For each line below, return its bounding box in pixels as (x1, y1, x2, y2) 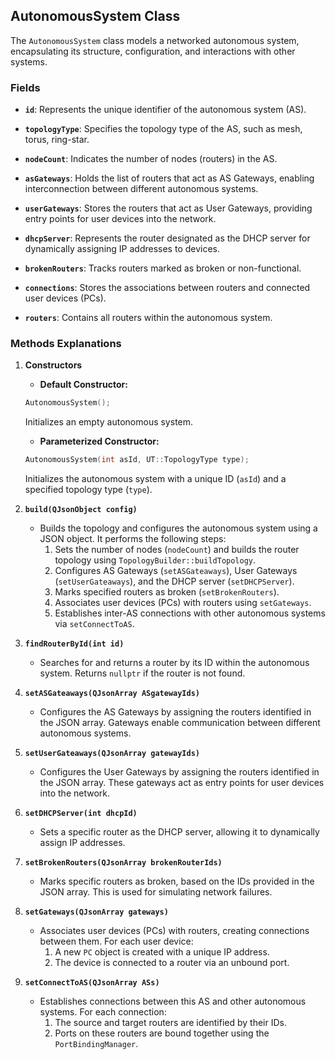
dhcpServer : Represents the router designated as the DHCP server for (24, 232, 311, 244)
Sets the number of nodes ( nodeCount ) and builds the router (54, 544, 300, 556)
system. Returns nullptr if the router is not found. (39, 667, 246, 679)
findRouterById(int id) (24, 639, 125, 649)
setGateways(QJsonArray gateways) (24, 907, 169, 918)
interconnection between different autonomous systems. (24, 183, 259, 195)
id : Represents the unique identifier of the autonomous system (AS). (24, 104, 307, 116)
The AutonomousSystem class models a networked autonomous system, (10, 34, 300, 46)
